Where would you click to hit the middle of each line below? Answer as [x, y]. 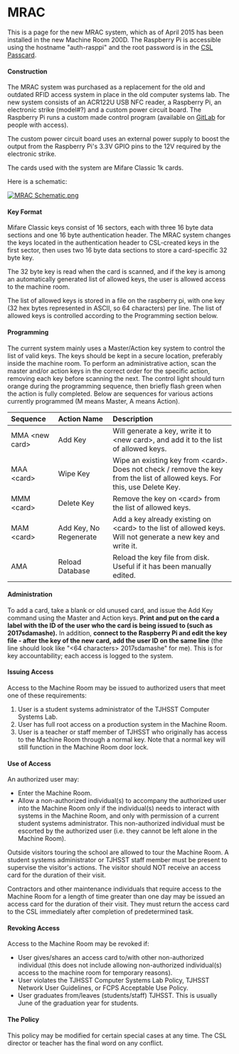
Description [133, 419]
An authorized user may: [43, 779]
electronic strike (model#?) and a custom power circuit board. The [104, 110]
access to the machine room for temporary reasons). [95, 973]
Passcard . [22, 55]
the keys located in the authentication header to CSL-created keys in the [113, 242]
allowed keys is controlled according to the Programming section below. [113, 316]
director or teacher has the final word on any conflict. [85, 1043]
